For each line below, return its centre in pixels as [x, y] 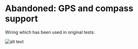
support [21, 19]
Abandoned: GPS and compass [69, 8]
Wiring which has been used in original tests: [50, 32]
